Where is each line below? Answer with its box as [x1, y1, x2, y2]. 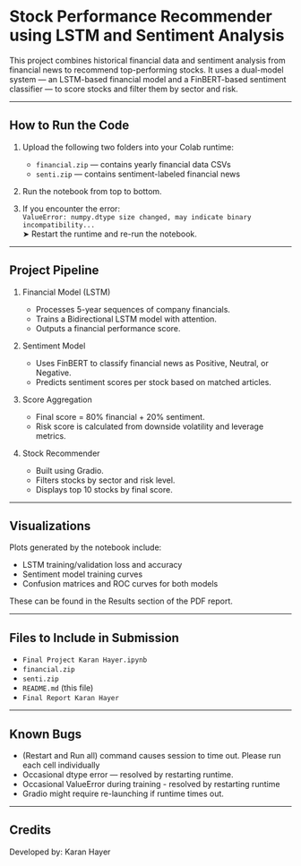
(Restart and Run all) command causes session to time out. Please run [21, 750, 281, 760]
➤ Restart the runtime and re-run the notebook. [21, 228, 197, 239]
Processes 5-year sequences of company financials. [35, 304, 231, 314]
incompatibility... [21, 220, 96, 229]
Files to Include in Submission [9, 630, 179, 646]
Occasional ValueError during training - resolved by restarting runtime [21, 779, 280, 789]
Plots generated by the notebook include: [9, 542, 162, 553]
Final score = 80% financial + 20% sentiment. [35, 411, 205, 422]
